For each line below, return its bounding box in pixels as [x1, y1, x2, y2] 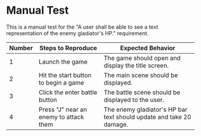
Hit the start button [38, 71, 92, 79]
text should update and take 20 [103, 113, 191, 121]
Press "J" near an [38, 105, 87, 113]
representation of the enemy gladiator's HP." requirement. [6, 29, 149, 36]
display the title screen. [103, 61, 169, 69]
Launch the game [38, 57, 88, 66]
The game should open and [103, 54, 181, 62]
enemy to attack [38, 113, 84, 121]
